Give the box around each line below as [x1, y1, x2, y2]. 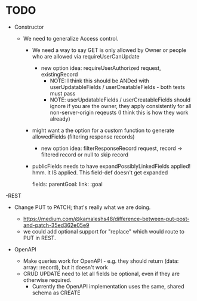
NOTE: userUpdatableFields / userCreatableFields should [50, 96, 191, 103]
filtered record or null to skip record [41, 150, 129, 158]
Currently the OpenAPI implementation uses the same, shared [32, 282, 184, 290]
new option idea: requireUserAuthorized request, [41, 64, 162, 72]
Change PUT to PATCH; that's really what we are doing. [14, 204, 151, 211]
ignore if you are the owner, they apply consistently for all [50, 102, 192, 109]
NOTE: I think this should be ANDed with [50, 77, 150, 84]
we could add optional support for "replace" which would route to [23, 228, 184, 235]
